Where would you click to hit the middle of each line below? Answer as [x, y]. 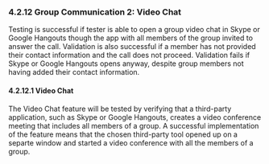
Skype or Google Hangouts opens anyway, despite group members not [126, 64]
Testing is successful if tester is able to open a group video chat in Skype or [134, 30]
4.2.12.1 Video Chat [41, 90]
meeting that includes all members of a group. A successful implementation [134, 125]
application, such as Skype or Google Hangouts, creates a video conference [135, 117]
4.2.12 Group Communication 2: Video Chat [95, 12]
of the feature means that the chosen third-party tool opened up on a [123, 134]
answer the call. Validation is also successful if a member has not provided [132, 47]
